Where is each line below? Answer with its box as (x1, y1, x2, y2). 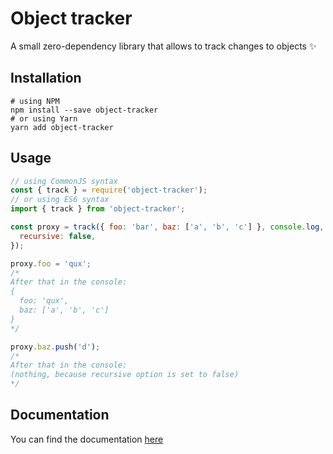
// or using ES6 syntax (10, 195, 110, 205)
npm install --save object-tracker (10, 105, 159, 115)
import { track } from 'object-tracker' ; (10, 204, 186, 214)
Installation (10, 70, 82, 87)
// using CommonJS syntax (10, 176, 118, 186)
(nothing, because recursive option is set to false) (10, 370, 240, 380)
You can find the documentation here (10, 433, 164, 445)
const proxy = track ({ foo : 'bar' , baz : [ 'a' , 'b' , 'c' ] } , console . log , (10, 222, 325, 232)
